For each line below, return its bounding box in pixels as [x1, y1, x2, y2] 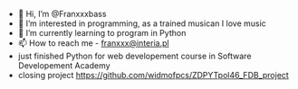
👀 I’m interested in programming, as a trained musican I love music [17, 18, 267, 29]
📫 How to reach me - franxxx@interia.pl [17, 38, 169, 49]
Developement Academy [17, 60, 111, 71]
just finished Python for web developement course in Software [17, 50, 252, 61]
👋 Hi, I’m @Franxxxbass [17, 9, 107, 19]
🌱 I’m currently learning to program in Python [17, 28, 187, 38]
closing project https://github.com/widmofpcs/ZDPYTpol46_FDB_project [17, 70, 290, 80]
